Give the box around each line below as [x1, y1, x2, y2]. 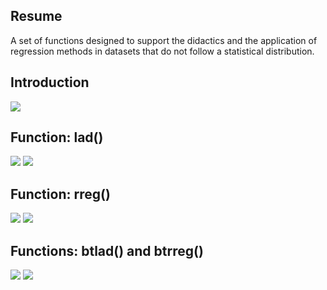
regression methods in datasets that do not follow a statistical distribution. [10, 45, 315, 57]
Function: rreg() [10, 185, 111, 203]
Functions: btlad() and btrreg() [10, 242, 204, 259]
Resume [10, 8, 63, 25]
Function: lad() [10, 129, 104, 146]
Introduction [10, 74, 90, 91]
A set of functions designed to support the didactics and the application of [10, 34, 318, 46]
